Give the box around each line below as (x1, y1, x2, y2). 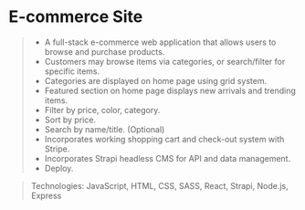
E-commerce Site (8, 6, 143, 27)
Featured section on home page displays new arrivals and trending (44, 85, 296, 96)
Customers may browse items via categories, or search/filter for (44, 56, 286, 67)
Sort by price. (44, 114, 97, 125)
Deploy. (44, 163, 74, 173)
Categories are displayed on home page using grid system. (44, 75, 267, 86)
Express (30, 190, 62, 201)
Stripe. (44, 143, 70, 154)
